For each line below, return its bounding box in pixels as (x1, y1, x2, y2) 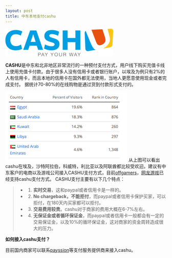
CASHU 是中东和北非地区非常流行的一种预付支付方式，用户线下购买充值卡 (5, 62, 161, 68)
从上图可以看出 (128, 157, 160, 163)
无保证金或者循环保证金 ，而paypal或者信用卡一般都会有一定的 (33, 212, 164, 219)
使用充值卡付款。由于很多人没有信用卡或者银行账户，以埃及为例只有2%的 (9, 68, 165, 74)
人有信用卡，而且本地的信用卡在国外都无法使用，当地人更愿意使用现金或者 (5, 75, 162, 81)
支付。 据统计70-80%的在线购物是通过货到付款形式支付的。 (9, 81, 137, 87)
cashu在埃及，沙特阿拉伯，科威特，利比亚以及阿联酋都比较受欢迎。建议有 (5, 163, 162, 169)
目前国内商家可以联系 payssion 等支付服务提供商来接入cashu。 (5, 247, 136, 253)
